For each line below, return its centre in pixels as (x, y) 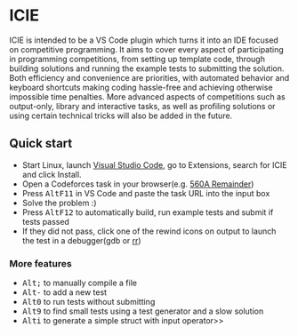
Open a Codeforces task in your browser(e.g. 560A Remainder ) (138, 184)
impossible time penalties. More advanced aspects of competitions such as (148, 96)
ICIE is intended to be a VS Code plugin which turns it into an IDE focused (144, 40)
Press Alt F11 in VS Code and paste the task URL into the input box (146, 193)
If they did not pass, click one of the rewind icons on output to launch (149, 231)
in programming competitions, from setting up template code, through (137, 59)
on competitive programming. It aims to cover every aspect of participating (147, 49)
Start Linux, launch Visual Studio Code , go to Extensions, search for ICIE (154, 164)
